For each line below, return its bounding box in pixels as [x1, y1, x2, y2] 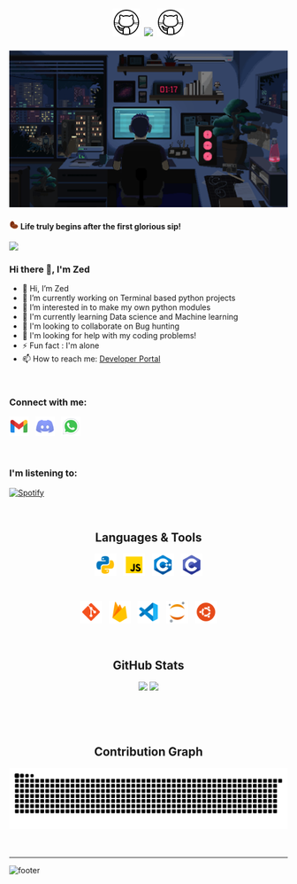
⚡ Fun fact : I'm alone [21, 340, 100, 351]
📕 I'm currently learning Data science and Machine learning [21, 311, 239, 322]
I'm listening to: [9, 467, 78, 479]
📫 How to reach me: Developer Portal [21, 353, 161, 364]
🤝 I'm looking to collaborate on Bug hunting [21, 321, 179, 331]
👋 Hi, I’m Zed [21, 283, 69, 293]
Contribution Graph [94, 744, 203, 759]
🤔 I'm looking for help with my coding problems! [21, 330, 197, 340]
